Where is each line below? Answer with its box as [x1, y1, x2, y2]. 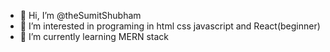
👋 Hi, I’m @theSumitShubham [19, 10, 142, 21]
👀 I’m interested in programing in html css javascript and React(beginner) [19, 20, 321, 32]
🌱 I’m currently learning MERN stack [19, 31, 169, 42]
